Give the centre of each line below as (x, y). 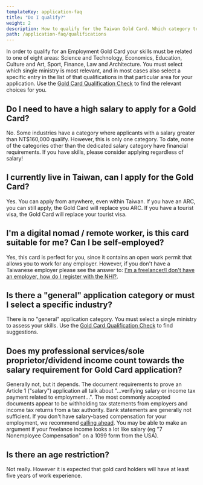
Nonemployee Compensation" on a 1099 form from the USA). (82, 436)
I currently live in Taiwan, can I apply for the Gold (100, 178)
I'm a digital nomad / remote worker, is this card (98, 233)
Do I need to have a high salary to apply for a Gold (101, 109)
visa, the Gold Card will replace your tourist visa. (66, 214)
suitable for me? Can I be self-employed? (85, 243)
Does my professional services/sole (76, 351)
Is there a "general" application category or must (101, 295)
